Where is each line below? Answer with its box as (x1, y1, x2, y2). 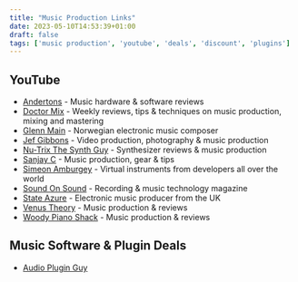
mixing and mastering (22, 115, 104, 127)
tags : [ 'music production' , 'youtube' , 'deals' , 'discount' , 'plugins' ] (9, 38, 291, 48)
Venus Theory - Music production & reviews (22, 202, 188, 213)
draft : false (9, 30, 59, 39)
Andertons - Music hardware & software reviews (22, 96, 204, 107)
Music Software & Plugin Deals (9, 238, 187, 254)
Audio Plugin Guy (22, 262, 88, 273)
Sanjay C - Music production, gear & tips (22, 154, 175, 165)
